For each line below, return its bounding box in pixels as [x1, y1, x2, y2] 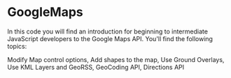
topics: [7, 42, 27, 50]
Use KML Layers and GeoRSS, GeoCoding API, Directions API [7, 63, 185, 71]
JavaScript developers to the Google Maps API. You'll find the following [7, 34, 213, 42]
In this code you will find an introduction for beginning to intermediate [7, 27, 209, 36]
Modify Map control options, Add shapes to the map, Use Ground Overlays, [7, 55, 225, 63]
